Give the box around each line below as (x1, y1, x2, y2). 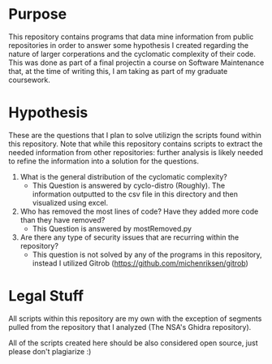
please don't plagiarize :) (8, 346, 92, 356)
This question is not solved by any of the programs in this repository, (32, 249, 262, 259)
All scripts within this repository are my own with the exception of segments (8, 314, 262, 323)
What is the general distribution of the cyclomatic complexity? (19, 171, 227, 181)
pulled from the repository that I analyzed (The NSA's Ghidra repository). (8, 322, 252, 331)
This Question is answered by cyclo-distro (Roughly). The (32, 180, 226, 190)
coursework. (8, 75, 51, 84)
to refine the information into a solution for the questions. (8, 156, 199, 166)
